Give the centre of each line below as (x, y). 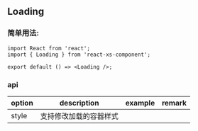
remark (174, 103)
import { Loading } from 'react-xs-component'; (79, 55)
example (140, 103)
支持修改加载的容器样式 (79, 116)
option (22, 103)
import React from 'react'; (49, 48)
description (79, 103)
